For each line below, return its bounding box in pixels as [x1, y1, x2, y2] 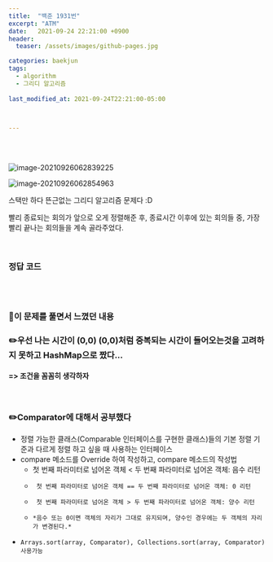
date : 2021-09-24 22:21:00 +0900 [8, 27, 130, 35]
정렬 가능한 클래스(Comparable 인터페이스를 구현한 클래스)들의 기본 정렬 [20, 434, 253, 444]
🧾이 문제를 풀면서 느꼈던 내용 [8, 310, 114, 322]
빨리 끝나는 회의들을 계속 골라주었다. [8, 223, 124, 233]
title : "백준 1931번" [8, 11, 81, 20]
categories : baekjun [8, 57, 79, 65]
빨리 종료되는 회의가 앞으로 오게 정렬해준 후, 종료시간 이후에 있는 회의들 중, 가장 [8, 213, 261, 222]
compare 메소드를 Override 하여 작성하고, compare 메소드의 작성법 [20, 454, 238, 464]
